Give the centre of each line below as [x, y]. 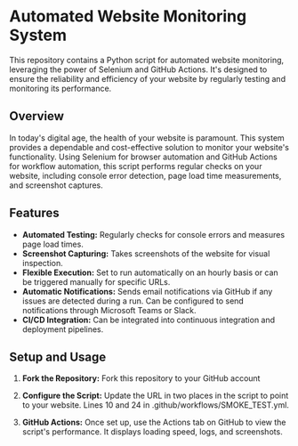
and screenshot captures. [56, 185]
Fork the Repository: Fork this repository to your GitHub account [141, 378]
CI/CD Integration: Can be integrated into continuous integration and [149, 320]
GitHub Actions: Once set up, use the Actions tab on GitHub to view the [154, 422]
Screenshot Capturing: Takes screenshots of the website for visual [146, 253]
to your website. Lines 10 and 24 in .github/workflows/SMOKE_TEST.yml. [155, 405]
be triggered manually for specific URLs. [96, 281]
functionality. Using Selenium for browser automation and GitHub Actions [143, 157]
